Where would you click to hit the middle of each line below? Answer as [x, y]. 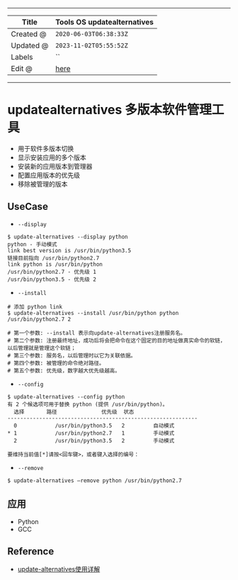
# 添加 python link [35, 307]
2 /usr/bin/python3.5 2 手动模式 [94, 440]
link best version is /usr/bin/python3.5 [69, 250]
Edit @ [22, 68]
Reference [31, 551]
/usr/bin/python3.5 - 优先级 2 [52, 279]
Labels [22, 57]
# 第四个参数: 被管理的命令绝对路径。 [56, 363]
